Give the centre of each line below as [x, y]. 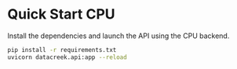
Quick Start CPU [61, 14]
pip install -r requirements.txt [62, 50]
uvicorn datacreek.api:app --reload [67, 57]
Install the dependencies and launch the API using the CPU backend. [118, 36]
